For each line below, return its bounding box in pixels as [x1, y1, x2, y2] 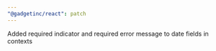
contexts [7, 36, 33, 45]
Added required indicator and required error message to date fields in [7, 29, 209, 38]
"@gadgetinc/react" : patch [7, 10, 87, 17]
